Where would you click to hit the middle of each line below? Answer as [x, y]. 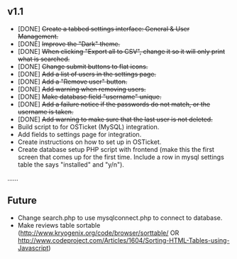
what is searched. [44, 59]
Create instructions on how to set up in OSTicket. [89, 142]
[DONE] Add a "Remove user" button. [72, 82]
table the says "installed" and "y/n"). [71, 164]
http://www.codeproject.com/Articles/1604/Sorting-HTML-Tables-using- [123, 240]
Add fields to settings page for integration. [79, 134]
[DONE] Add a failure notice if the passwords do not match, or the [114, 104]
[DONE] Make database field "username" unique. [89, 97]
